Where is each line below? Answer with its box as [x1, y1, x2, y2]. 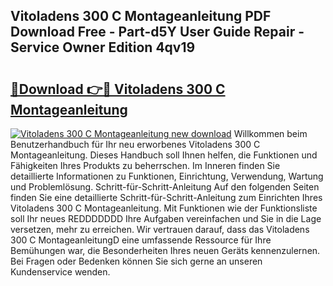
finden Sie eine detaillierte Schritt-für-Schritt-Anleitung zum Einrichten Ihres [10, 192, 323, 203]
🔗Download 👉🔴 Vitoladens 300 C [10, 80, 226, 98]
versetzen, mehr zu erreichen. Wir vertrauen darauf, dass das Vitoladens [10, 224, 310, 235]
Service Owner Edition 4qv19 [10, 39, 196, 56]
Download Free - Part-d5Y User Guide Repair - [10, 24, 305, 41]
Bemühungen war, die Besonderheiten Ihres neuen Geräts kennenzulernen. [10, 245, 321, 256]
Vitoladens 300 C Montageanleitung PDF [10, 8, 272, 25]
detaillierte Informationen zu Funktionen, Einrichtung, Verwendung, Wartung [10, 170, 324, 182]
